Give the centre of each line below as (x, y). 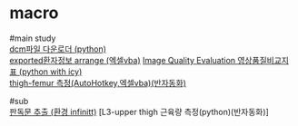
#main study (33, 38)
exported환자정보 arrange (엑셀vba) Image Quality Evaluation (123, 60)
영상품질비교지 (263, 60)
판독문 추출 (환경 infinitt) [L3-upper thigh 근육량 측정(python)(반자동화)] (139, 111)
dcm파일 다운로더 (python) (58, 49)
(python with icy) (50, 72)
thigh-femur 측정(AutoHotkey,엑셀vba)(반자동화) (98, 82)
